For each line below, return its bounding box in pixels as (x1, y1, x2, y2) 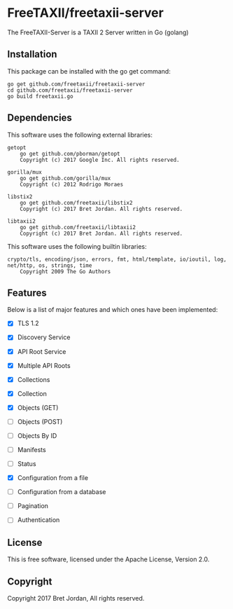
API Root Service (17, 347, 66, 355)
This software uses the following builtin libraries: (7, 242, 147, 250)
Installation (7, 48, 57, 60)
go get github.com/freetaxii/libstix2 (20, 199, 133, 206)
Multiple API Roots (17, 361, 71, 369)
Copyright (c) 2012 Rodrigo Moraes (20, 181, 124, 188)
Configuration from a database (17, 488, 106, 496)
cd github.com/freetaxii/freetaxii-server (7, 86, 133, 94)
